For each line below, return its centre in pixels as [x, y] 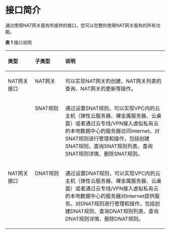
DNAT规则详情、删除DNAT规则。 [104, 219]
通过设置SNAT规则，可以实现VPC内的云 [113, 108]
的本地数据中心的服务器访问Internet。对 [112, 131]
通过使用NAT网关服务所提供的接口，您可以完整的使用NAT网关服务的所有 [81, 25]
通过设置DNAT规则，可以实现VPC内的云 [113, 173]
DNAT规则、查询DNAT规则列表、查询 [114, 211]
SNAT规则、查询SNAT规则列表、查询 [109, 146]
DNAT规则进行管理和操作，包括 [118, 204]
